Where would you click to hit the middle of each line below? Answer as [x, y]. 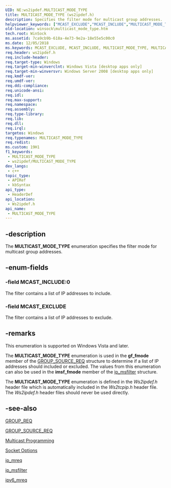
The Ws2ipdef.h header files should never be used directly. [67, 392]
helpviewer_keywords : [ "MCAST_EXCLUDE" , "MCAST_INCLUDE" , [67, 24]
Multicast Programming [30, 440]
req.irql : [16, 128]
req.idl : [15, 95]
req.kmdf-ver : [20, 76]
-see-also [21, 408]
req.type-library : [25, 114]
